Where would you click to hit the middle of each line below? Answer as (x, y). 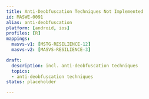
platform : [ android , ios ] (38, 28)
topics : (21, 71)
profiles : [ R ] (24, 33)
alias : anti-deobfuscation (39, 22)
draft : (14, 60)
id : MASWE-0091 (25, 17)
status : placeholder (32, 82)
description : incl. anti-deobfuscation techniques (75, 66)
